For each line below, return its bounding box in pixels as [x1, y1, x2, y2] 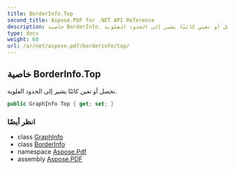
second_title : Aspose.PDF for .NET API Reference [7, 17, 155, 24]
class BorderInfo [17, 140, 65, 148]
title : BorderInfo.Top [7, 10, 73, 17]
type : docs [7, 29, 39, 37]
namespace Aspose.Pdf [17, 147, 87, 155]
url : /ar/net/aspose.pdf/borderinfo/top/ [7, 42, 130, 49]
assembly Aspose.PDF [17, 155, 83, 163]
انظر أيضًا [7, 116, 36, 126]
